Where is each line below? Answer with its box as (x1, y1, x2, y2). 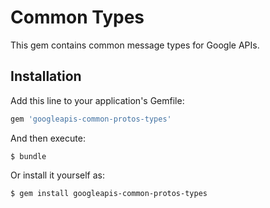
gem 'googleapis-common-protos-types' (10, 114, 172, 124)
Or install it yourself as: (10, 169, 105, 181)
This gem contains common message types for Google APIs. (10, 39, 260, 51)
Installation (10, 68, 82, 85)
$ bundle (10, 151, 47, 161)
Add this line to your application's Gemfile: (10, 94, 185, 106)
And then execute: (10, 132, 86, 144)
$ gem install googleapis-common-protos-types (10, 188, 208, 198)
